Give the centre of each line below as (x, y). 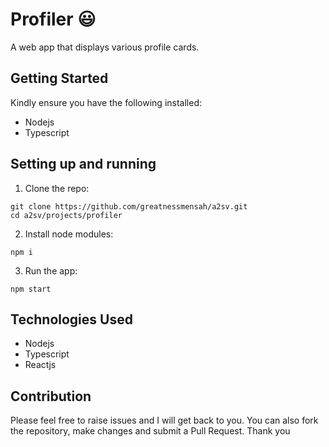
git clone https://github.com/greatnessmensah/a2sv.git (129, 206)
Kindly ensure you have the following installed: (106, 102)
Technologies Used (71, 319)
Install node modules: (69, 234)
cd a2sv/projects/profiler (66, 215)
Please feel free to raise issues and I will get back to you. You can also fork (164, 420)
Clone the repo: (57, 188)
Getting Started (59, 78)
